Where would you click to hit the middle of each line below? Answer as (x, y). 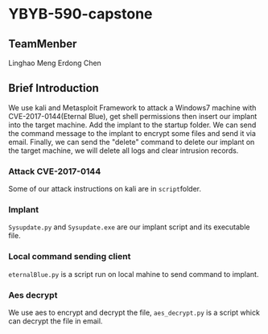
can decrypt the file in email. (56, 321)
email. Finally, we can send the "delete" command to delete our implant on (132, 142)
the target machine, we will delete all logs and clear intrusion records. (124, 151)
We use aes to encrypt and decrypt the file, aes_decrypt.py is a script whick (134, 312)
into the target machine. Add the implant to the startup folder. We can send (132, 125)
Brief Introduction (54, 88)
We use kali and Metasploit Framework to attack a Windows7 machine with (132, 107)
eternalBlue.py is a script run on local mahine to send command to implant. (134, 274)
